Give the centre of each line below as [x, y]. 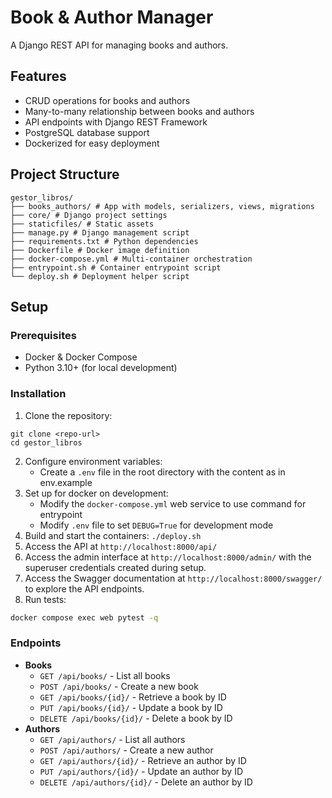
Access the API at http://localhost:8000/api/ [121, 546]
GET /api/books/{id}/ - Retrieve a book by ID [133, 697]
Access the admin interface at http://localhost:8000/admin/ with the [168, 557]
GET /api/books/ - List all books [105, 675]
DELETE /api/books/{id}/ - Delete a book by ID [136, 718]
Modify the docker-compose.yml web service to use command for [173, 503]
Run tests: [45, 599]
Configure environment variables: [93, 461]
